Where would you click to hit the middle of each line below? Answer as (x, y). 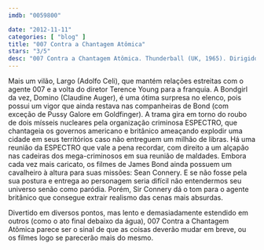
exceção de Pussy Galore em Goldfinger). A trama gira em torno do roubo (128, 114)
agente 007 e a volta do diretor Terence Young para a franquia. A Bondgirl (128, 89)
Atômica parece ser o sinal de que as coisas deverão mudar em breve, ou (127, 229)
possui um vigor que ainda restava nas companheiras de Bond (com (119, 106)
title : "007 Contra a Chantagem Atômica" (77, 44)
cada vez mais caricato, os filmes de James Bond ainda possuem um (120, 164)
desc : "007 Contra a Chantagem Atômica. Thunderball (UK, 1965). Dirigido (133, 59)
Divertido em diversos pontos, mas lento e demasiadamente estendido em (128, 213)
